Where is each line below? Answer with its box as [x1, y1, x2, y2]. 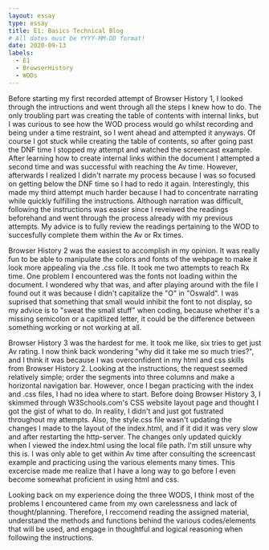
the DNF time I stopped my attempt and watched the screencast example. [8, 145, 253, 154]
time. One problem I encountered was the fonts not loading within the [8, 271, 238, 281]
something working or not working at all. [8, 322, 142, 332]
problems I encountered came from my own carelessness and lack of [8, 499, 238, 508]
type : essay [8, 19, 48, 27]
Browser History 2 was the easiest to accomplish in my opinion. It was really [8, 246, 260, 255]
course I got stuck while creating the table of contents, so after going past [8, 136, 254, 145]
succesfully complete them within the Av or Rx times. [8, 230, 184, 239]
